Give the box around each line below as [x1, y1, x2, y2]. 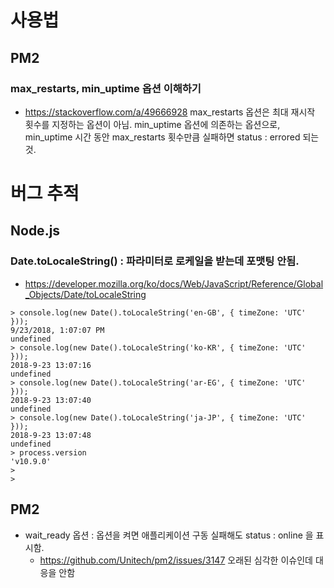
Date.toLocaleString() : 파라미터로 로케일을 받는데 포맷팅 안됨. [10, 254, 300, 268]
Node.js [10, 222, 61, 240]
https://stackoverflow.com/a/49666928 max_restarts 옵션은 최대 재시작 [24, 106, 316, 118]
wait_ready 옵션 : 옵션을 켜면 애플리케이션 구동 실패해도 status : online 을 [24, 529, 314, 541]
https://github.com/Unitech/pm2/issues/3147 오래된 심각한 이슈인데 [39, 554, 313, 566]
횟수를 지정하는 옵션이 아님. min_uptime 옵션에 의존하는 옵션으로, [24, 118, 281, 130]
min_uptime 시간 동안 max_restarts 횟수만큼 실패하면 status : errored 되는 [24, 131, 320, 143]
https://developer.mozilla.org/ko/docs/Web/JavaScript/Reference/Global [24, 277, 324, 290]
